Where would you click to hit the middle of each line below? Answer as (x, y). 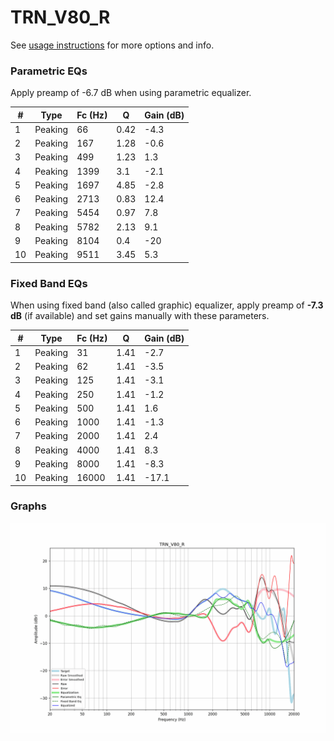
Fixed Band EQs (49, 283)
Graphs (28, 506)
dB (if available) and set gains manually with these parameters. (140, 316)
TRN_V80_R (60, 17)
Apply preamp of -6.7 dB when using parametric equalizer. (131, 93)
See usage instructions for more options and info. (112, 45)
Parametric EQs (49, 71)
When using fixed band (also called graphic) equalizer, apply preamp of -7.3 (167, 305)
